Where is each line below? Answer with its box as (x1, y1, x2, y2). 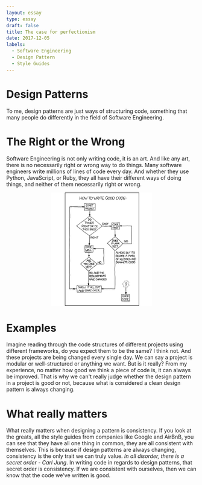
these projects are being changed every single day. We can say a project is (6, 353, 193, 361)
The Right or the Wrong (6, 135, 125, 148)
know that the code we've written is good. (6, 472, 111, 479)
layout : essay (6, 10, 42, 16)
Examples (6, 321, 57, 335)
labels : (6, 42, 26, 48)
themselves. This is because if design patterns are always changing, (6, 446, 177, 454)
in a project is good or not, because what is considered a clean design (6, 379, 181, 387)
